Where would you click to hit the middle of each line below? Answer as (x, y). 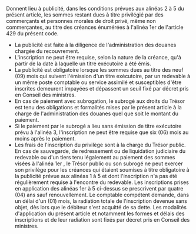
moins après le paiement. (45, 138)
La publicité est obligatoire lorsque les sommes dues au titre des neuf (99, 70)
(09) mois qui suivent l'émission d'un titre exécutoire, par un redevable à (102, 76)
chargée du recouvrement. (47, 51)
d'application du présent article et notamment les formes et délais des (99, 213)
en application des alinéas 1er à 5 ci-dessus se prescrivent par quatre (99, 188)
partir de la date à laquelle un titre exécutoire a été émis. (83, 63)
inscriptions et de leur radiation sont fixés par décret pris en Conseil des (102, 220)
